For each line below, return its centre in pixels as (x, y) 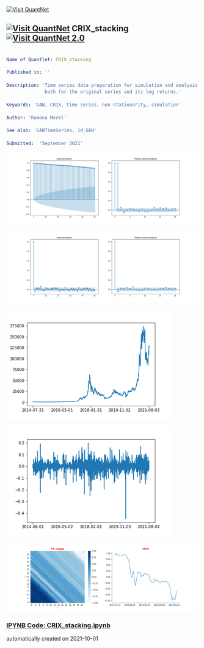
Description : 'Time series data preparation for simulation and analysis (102, 86)
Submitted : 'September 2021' (45, 144)
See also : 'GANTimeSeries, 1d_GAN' (52, 131)
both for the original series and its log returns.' (113, 92)
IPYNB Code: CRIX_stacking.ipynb (59, 625)
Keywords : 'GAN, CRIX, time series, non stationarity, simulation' (94, 105)
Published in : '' (28, 73)
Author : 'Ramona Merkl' (37, 117)
